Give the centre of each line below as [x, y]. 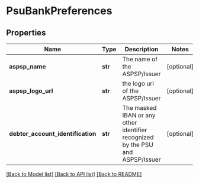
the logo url [138, 84]
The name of [140, 59]
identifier [135, 130]
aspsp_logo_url [31, 91]
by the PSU [138, 145]
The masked [139, 108]
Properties [26, 33]
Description [142, 49]
